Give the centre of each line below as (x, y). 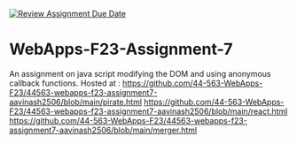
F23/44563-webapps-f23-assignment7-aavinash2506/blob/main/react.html (148, 111)
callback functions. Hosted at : (65, 83)
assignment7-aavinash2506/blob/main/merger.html (103, 130)
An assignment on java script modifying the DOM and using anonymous (140, 73)
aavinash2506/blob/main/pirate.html (76, 102)
